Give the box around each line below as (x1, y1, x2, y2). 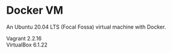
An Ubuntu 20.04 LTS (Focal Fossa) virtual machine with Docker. (6, 23, 167, 30)
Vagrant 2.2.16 (6, 35, 42, 42)
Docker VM (6, 4, 64, 17)
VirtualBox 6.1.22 (6, 41, 48, 48)
